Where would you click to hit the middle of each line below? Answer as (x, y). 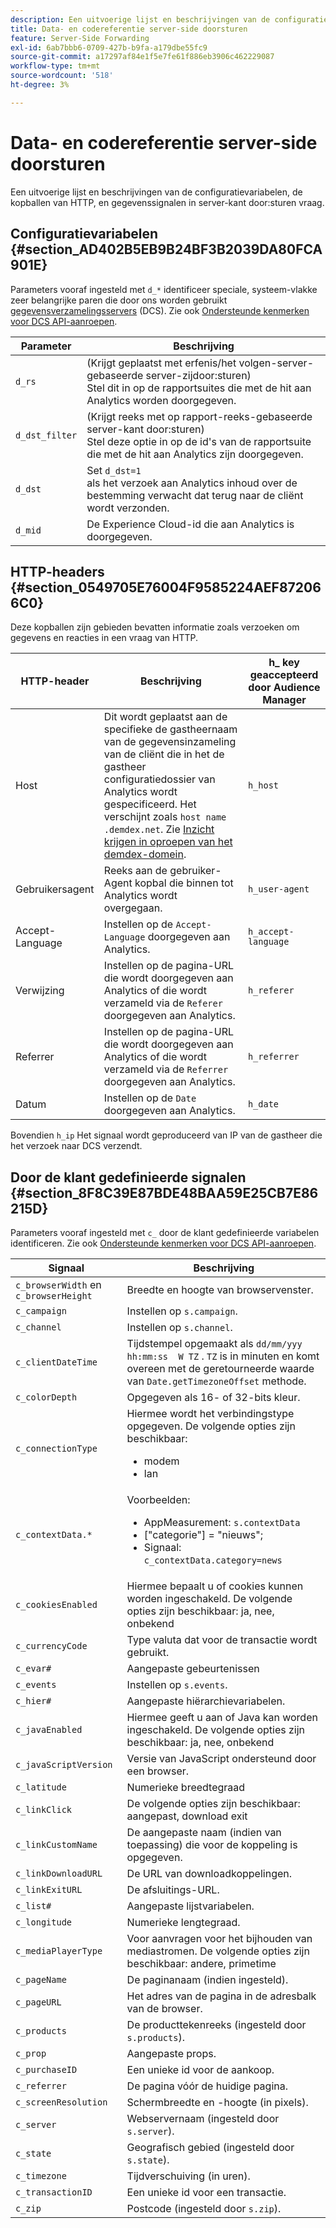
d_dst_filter (46, 435)
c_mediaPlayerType (59, 1951)
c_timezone (41, 2176)
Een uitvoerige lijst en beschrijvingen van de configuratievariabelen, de (156, 192)
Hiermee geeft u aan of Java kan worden (222, 1718)
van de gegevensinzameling (170, 742)
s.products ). (155, 2038)
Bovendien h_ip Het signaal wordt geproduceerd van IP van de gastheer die (166, 1135)
